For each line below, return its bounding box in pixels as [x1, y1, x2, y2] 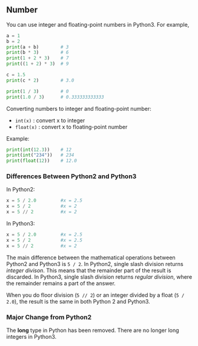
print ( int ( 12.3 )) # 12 [6, 147, 71, 153]
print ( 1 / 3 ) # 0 [6, 88, 69, 95]
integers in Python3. [6, 333, 57, 341]
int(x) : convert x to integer [15, 116, 85, 124]
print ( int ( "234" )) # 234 [6, 152, 74, 158]
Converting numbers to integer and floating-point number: [6, 105, 151, 112]
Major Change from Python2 [6, 313, 92, 321]
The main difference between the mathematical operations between [6, 254, 176, 261]
